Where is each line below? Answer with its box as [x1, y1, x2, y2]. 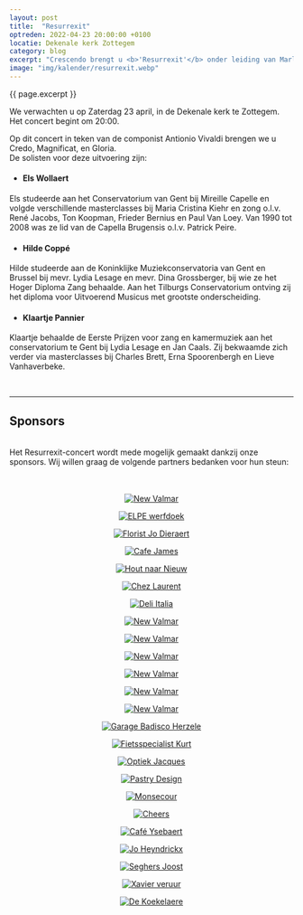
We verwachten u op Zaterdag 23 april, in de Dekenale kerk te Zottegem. [9, 106, 280, 117]
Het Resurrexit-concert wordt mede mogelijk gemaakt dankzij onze [9, 447, 259, 457]
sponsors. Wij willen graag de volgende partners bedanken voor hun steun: [9, 457, 289, 467]
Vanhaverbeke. [9, 361, 66, 372]
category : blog [9, 47, 67, 56]
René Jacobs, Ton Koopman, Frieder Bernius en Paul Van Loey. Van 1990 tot [9, 212, 292, 223]
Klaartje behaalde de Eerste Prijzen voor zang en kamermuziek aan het [9, 332, 273, 344]
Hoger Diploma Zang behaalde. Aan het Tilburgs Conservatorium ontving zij [9, 282, 291, 293]
